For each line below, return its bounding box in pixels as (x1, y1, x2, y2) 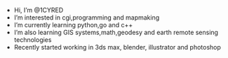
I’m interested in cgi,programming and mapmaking (13, 13, 160, 22)
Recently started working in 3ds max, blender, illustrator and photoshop (13, 43, 221, 51)
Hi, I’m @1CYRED (13, 6, 64, 14)
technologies (13, 36, 52, 44)
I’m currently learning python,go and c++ (13, 21, 133, 29)
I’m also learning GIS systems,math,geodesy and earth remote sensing (13, 28, 219, 36)
